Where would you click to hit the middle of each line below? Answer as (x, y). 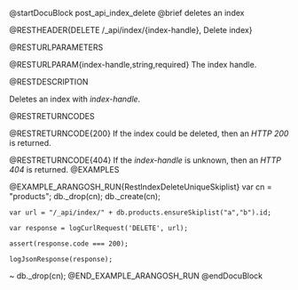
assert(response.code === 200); (69, 244)
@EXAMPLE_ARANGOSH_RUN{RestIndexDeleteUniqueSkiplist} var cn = (141, 187)
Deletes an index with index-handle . (75, 99)
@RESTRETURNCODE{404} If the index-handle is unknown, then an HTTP (145, 160)
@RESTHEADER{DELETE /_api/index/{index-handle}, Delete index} (131, 30)
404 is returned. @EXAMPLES (64, 169)
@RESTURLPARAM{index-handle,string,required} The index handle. (133, 64)
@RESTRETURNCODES (52, 116)
